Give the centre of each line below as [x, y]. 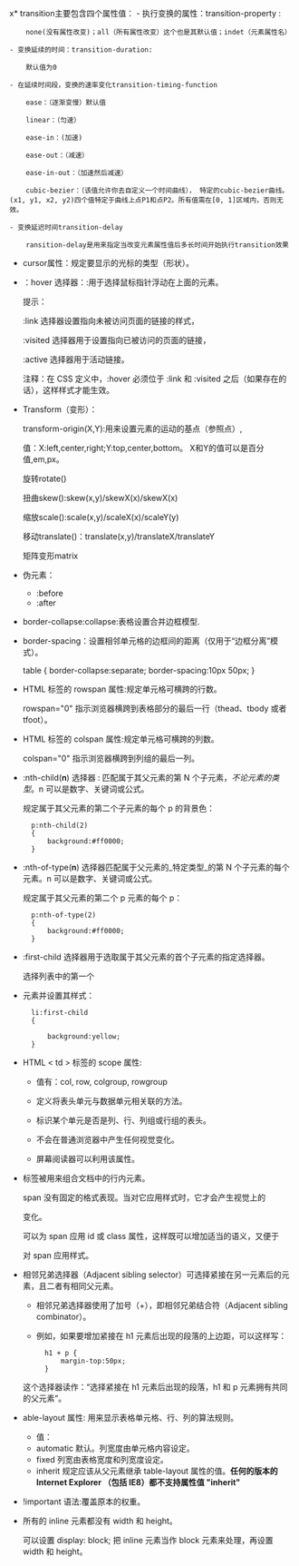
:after [46, 603]
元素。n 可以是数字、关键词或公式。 [90, 878]
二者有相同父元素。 [82, 1286]
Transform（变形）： [60, 409]
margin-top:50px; [93, 1361]
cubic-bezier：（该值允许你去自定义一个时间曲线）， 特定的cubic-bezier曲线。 [157, 191]
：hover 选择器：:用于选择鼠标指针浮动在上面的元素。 [123, 282]
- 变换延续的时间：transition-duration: [81, 50]
